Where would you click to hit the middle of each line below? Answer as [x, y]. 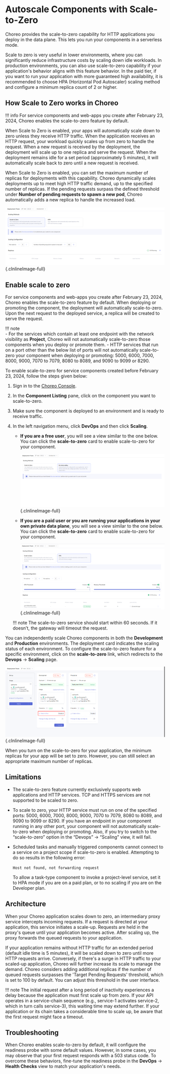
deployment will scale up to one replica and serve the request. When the [81, 152]
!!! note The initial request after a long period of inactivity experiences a [80, 990]
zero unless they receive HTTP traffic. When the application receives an [80, 136]
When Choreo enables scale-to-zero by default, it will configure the [76, 1045]
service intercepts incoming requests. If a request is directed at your [76, 921]
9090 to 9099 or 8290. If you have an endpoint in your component [82, 821]
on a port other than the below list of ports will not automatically [72, 350]
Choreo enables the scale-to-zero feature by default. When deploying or [81, 302]
